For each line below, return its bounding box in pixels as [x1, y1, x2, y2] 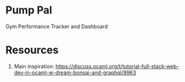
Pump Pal [5, 4, 53, 17]
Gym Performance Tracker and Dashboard [5, 23, 108, 30]
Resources [5, 43, 59, 57]
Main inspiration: [13, 63, 54, 70]
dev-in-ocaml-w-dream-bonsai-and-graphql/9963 [13, 69, 136, 76]
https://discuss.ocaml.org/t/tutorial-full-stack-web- [55, 63, 180, 70]
